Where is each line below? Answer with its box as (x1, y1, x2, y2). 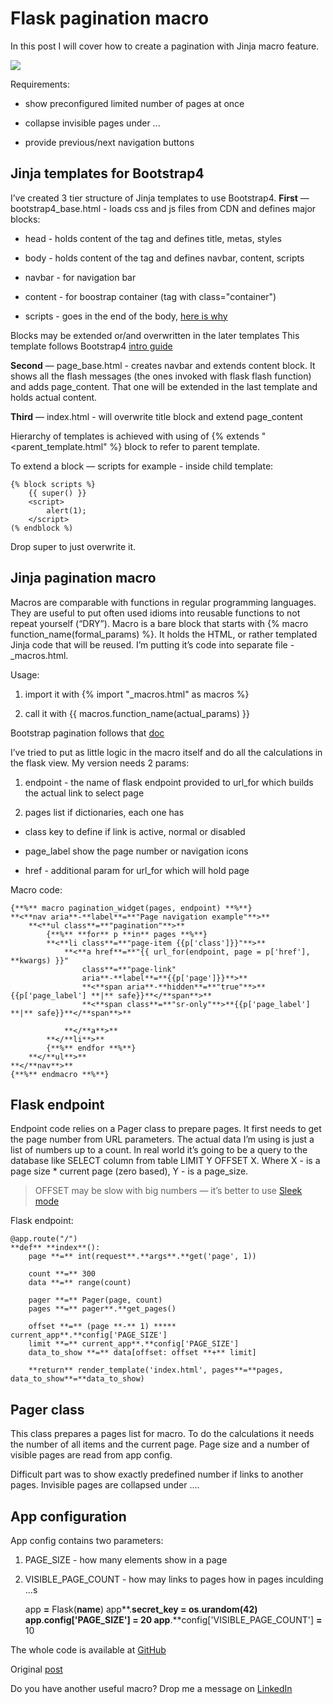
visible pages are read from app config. (10, 1449, 173, 1461)
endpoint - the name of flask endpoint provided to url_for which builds (24, 776, 314, 788)
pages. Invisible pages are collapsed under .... (10, 1479, 200, 1491)
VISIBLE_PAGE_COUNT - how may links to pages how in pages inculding (24, 1573, 324, 1585)
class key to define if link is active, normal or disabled (24, 825, 246, 837)
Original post (10, 1663, 63, 1675)
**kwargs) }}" (10, 955, 70, 966)
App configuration (10, 1508, 127, 1525)
